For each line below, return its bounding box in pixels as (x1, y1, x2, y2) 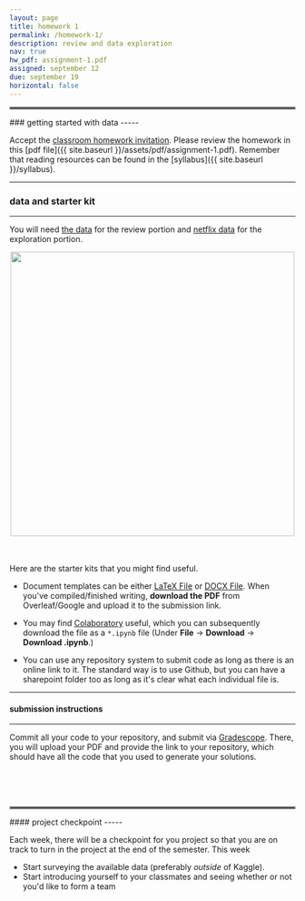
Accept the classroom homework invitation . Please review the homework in (9, 134, 290, 146)
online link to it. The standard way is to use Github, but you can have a (22, 663, 286, 674)
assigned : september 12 (9, 65, 100, 74)
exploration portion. (9, 233, 84, 244)
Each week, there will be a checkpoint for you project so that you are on (9, 835, 279, 845)
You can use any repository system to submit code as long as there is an (22, 654, 295, 665)
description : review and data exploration (9, 38, 172, 48)
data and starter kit (9, 195, 95, 208)
